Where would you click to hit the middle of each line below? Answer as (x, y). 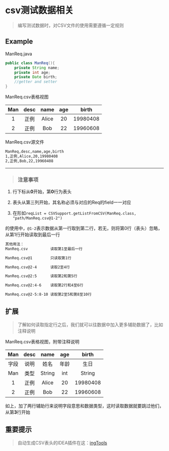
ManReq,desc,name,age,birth (35, 152)
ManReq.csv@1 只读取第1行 (38, 258)
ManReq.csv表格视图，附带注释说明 (42, 341)
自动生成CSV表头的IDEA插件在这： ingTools (62, 442)
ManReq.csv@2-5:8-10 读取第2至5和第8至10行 (49, 295)
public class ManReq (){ (30, 63)
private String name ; (37, 68)
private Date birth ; (36, 77)
